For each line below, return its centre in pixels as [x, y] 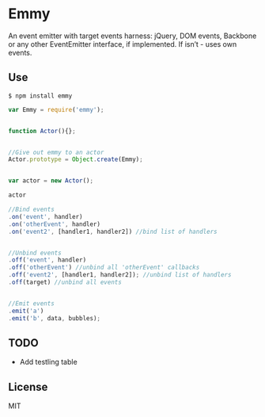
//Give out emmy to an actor [56, 152]
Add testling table [48, 362]
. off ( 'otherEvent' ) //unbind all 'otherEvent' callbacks [104, 268]
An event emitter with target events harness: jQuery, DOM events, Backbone [132, 36]
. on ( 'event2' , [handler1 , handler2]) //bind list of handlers [113, 231]
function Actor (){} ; [42, 131]
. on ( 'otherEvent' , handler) [55, 224]
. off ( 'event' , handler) [47, 260]
